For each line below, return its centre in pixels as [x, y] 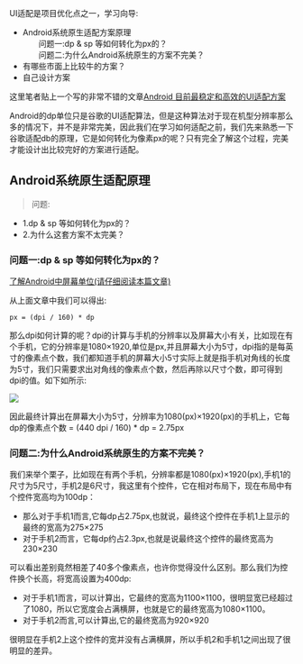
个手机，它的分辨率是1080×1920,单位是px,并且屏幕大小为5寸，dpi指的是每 [147, 347]
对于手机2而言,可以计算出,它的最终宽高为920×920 [115, 621]
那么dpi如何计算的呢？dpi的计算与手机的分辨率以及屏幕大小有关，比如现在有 [151, 335]
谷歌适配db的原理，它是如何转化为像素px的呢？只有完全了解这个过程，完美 [149, 138]
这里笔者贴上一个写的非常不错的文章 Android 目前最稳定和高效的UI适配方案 [148, 96]
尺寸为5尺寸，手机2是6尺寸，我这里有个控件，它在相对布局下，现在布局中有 [151, 486]
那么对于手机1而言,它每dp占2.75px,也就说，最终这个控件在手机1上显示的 [156, 516]
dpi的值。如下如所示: [48, 380]
